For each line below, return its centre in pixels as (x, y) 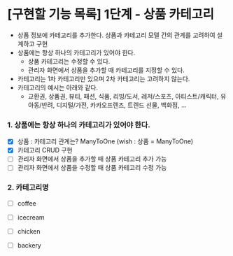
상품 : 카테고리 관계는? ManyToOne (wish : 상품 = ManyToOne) (105, 141)
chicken (29, 231)
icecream (31, 217)
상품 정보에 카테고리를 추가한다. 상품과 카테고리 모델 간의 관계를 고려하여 (116, 35)
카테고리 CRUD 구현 (45, 150)
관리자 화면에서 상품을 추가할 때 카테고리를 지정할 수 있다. (106, 70)
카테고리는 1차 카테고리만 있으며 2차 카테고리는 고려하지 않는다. (104, 78)
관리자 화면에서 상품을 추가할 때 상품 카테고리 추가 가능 (92, 159)
